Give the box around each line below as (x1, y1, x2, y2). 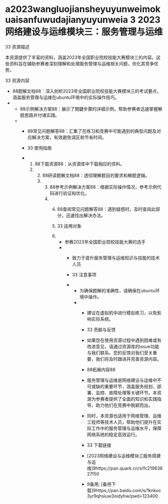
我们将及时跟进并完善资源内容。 (95, 356, 161, 362)
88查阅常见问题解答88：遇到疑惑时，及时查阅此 (57, 206, 156, 212)
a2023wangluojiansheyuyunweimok (5, 3, 161, 15)
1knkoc (146, 487, 161, 493)
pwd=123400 (130, 493, 158, 499)
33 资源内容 (5, 77, 30, 83)
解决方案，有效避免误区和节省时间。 (31, 134, 106, 140)
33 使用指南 (27, 145, 52, 151)
